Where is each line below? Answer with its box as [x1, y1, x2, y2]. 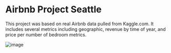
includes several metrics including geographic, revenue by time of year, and [5, 26, 166, 32]
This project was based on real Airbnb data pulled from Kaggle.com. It [5, 21, 154, 27]
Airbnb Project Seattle [5, 4, 102, 15]
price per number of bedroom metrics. [5, 31, 87, 38]
